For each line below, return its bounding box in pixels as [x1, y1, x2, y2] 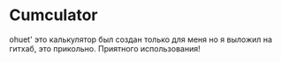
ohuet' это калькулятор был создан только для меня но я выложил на [9, 34, 272, 45]
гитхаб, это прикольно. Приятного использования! [9, 43, 201, 53]
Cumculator [9, 5, 99, 25]
